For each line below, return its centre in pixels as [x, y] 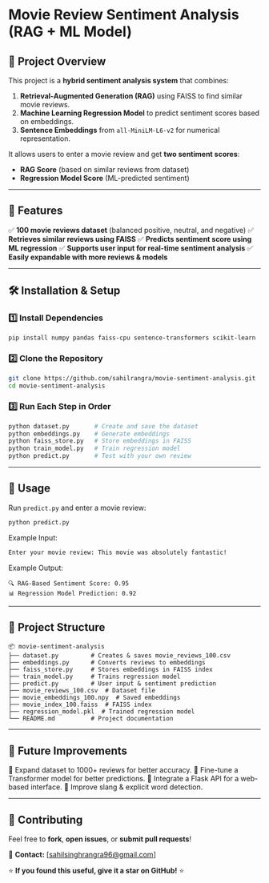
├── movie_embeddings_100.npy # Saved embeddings [94, 698]
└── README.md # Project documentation [91, 719]
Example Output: [36, 568]
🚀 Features [36, 211]
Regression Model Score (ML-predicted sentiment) [104, 178]
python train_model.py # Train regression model [94, 449]
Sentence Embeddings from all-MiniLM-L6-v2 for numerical [120, 130]
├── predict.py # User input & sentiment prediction [112, 684]
